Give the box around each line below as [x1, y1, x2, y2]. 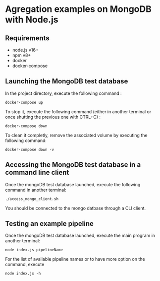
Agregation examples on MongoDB [5, 3, 152, 15]
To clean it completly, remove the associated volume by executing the [5, 132, 148, 138]
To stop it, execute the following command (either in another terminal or [5, 108, 152, 115]
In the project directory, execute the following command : [5, 90, 122, 96]
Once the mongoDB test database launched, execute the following [5, 181, 141, 187]
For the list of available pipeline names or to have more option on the [5, 256, 145, 262]
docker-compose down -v [5, 147, 54, 152]
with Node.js [5, 14, 58, 25]
